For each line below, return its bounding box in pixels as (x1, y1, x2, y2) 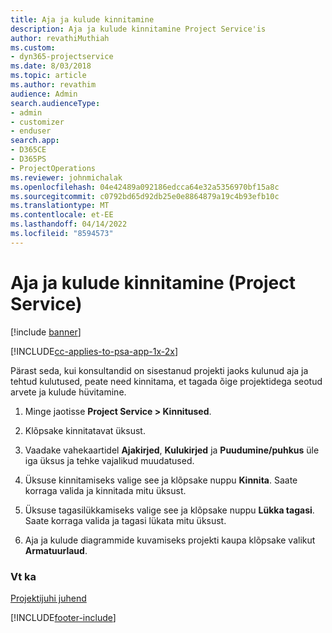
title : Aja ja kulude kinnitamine (10, 14, 155, 25)
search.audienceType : (10, 98, 101, 108)
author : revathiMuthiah (10, 33, 110, 43)
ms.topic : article (10, 71, 87, 81)
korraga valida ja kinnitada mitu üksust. (24, 484, 187, 496)
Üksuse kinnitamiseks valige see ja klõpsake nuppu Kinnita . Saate (24, 474, 298, 486)
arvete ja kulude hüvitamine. (10, 386, 127, 398)
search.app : (10, 136, 60, 146)
